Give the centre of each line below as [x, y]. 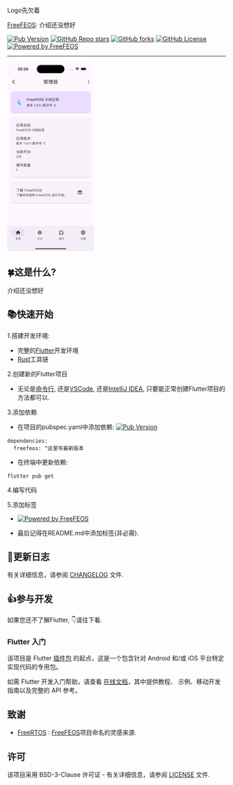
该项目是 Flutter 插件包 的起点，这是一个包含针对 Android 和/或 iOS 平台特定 [115, 658]
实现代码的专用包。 [35, 667]
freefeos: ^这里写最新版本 [49, 448]
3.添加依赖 [22, 412]
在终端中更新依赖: [42, 462]
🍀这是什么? [32, 272]
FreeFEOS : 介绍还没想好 [42, 25]
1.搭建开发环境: [28, 335]
